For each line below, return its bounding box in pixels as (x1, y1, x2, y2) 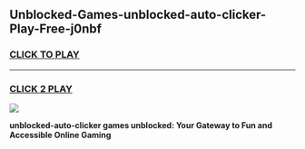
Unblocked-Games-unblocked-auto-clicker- (9, 7, 267, 23)
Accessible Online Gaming (9, 129, 112, 140)
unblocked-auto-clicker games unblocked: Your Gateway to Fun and (9, 119, 273, 130)
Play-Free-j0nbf (9, 22, 103, 37)
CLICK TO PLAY (9, 49, 80, 61)
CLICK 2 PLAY (9, 82, 73, 95)
